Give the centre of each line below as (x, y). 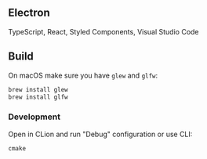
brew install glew (38, 89)
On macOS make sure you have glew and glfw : (83, 75)
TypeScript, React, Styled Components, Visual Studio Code (103, 31)
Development (34, 117)
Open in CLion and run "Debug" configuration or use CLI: (100, 134)
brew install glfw (38, 97)
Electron (29, 13)
